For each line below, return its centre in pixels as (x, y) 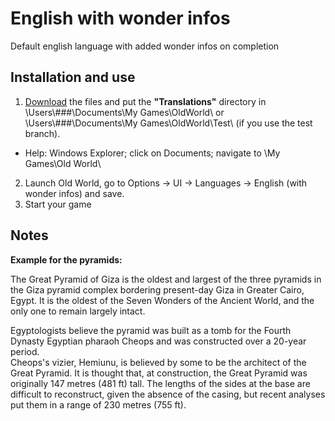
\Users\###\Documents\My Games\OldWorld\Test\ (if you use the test (168, 123)
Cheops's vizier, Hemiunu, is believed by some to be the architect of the (158, 362)
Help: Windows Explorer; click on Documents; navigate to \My (152, 153)
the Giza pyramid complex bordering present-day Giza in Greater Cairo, (157, 289)
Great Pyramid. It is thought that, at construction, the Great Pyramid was (159, 373)
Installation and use (73, 77)
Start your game (58, 204)
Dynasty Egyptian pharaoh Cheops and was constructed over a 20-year (158, 341)
